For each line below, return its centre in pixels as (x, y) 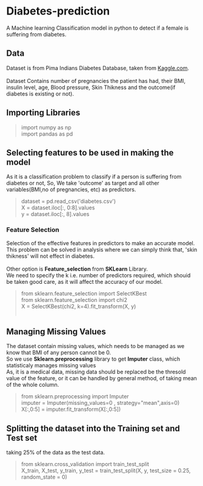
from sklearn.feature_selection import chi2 (74, 300)
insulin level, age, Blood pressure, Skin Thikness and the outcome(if (91, 87)
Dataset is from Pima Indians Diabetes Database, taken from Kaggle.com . (98, 68)
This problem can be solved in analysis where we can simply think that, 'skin (102, 249)
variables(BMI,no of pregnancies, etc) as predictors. (71, 189)
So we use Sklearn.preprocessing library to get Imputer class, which (93, 359)
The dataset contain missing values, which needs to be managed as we (95, 346)
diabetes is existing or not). (40, 94)
